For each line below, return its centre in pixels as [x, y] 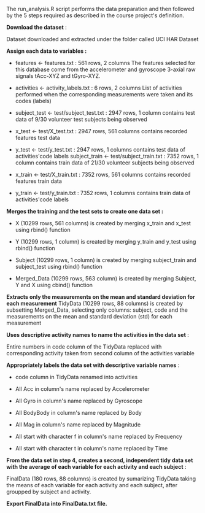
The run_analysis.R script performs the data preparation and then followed [100, 9]
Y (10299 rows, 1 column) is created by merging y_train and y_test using [106, 241]
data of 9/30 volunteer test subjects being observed [81, 119]
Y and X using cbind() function [54, 285]
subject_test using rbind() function [59, 267]
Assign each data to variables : [47, 51]
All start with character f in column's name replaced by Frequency [99, 436]
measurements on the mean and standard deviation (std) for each [90, 316]
